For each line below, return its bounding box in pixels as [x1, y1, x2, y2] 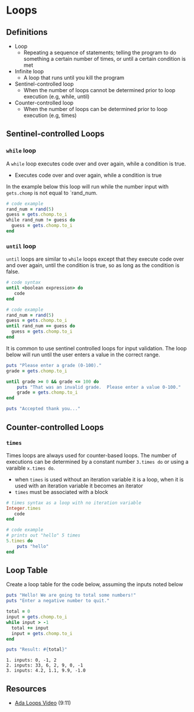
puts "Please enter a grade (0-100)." [6, 362, 102, 368]
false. [6, 268, 20, 275]
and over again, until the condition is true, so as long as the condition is [6, 262, 180, 269]
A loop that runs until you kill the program [23, 74, 125, 81]
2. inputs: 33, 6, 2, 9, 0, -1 [6, 662, 83, 668]
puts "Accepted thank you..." [6, 406, 81, 412]
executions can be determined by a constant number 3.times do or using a [6, 458, 189, 465]
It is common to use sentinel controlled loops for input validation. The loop [6, 344, 187, 352]
